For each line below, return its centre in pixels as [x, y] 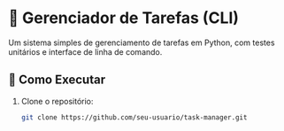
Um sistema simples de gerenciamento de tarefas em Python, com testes [142, 42]
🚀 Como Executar [57, 80]
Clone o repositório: [57, 101]
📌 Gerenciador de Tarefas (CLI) [124, 18]
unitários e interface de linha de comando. [85, 51]
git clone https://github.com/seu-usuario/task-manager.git [134, 117]
